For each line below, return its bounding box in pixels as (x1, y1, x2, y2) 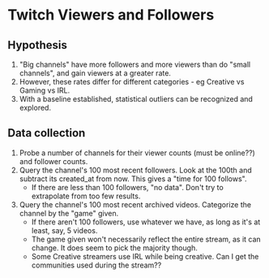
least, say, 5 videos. (31, 225, 98, 235)
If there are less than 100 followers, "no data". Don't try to (31, 182, 224, 192)
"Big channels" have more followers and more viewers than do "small (19, 59, 251, 69)
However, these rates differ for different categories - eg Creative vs (19, 77, 245, 86)
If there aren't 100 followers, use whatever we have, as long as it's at (31, 217, 261, 227)
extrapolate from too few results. (31, 191, 141, 201)
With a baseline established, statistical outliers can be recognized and (19, 94, 253, 103)
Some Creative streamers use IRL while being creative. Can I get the (31, 251, 259, 261)
